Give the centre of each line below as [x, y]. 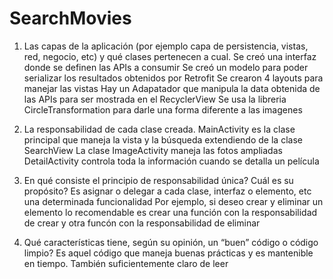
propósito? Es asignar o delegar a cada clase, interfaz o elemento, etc [167, 191]
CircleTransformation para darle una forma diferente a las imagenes [163, 109]
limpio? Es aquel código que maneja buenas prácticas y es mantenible [168, 253]
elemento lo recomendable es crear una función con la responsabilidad [170, 212]
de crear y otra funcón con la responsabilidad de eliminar [142, 223]
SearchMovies [70, 18]
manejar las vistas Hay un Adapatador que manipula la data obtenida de [172, 88]
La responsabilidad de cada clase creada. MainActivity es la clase [159, 129]
